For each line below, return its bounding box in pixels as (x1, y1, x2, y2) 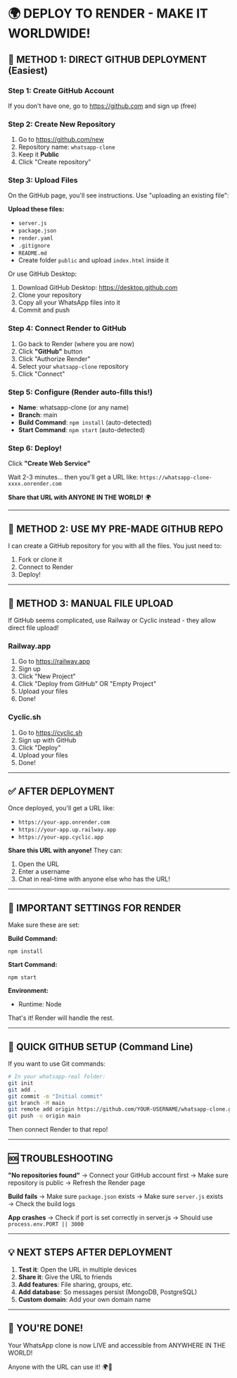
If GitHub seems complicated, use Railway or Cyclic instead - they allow (8, 616, 217, 624)
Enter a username (18, 867, 70, 876)
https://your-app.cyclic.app (18, 834, 104, 841)
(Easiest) (8, 64, 49, 76)
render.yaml (18, 235, 53, 242)
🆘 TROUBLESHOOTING (8, 1152, 113, 1164)
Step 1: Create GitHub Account (8, 85, 115, 95)
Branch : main (18, 410, 58, 420)
